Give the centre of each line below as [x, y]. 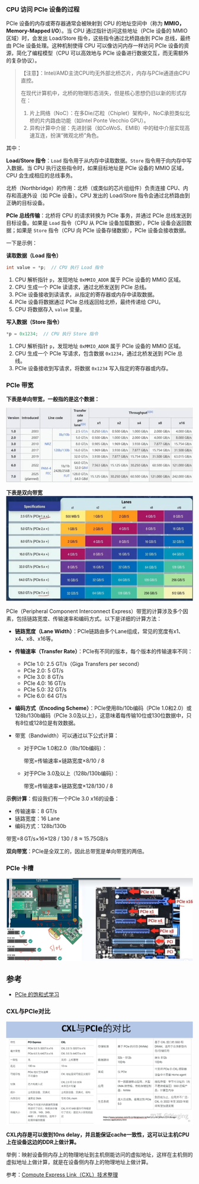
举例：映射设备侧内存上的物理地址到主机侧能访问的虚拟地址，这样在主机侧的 [99, 1154]
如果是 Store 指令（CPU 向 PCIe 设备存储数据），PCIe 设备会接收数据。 [103, 230]
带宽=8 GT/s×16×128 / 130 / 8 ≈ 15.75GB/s [57, 839]
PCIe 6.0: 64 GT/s [45, 696]
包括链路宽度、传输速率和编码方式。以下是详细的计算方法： [89, 618]
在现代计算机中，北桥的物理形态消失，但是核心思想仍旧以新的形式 [101, 93]
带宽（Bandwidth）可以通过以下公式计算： [67, 735]
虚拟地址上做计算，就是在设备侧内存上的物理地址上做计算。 [79, 1162]
